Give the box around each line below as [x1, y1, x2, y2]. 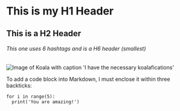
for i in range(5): [6, 94, 56, 100]
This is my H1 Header [6, 4, 114, 18]
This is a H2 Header [6, 28, 82, 39]
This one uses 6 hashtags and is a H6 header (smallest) [6, 45, 146, 52]
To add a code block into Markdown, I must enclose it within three [6, 75, 170, 83]
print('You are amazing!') [11, 98, 80, 105]
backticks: [6, 81, 32, 89]
